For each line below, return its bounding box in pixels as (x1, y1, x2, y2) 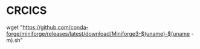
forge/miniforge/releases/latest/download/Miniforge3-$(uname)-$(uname (6, 30, 190, 37)
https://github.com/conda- (22, 24, 89, 31)
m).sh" (6, 36, 23, 44)
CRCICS (6, 4, 47, 18)
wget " (6, 24, 23, 31)
